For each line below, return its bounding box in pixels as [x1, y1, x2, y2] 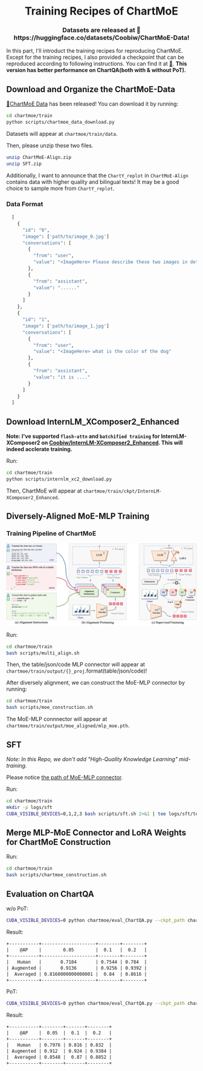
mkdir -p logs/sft [6, 804, 53, 810]
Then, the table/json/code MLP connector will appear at [6, 661, 145, 668]
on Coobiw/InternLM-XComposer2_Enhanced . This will [41, 439, 183, 446]
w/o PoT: [6, 905, 28, 912]
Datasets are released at [62, 26, 135, 35]
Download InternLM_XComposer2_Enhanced [6, 417, 179, 427]
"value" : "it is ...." [33, 374, 91, 380]
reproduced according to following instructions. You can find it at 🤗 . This [6, 60, 187, 67]
